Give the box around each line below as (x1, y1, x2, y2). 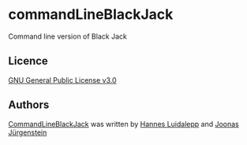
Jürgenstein (8, 128, 47, 137)
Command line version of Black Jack (8, 32, 128, 41)
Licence (8, 54, 49, 68)
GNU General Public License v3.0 (8, 75, 117, 84)
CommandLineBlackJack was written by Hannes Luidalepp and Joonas (8, 119, 239, 128)
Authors (8, 99, 50, 112)
